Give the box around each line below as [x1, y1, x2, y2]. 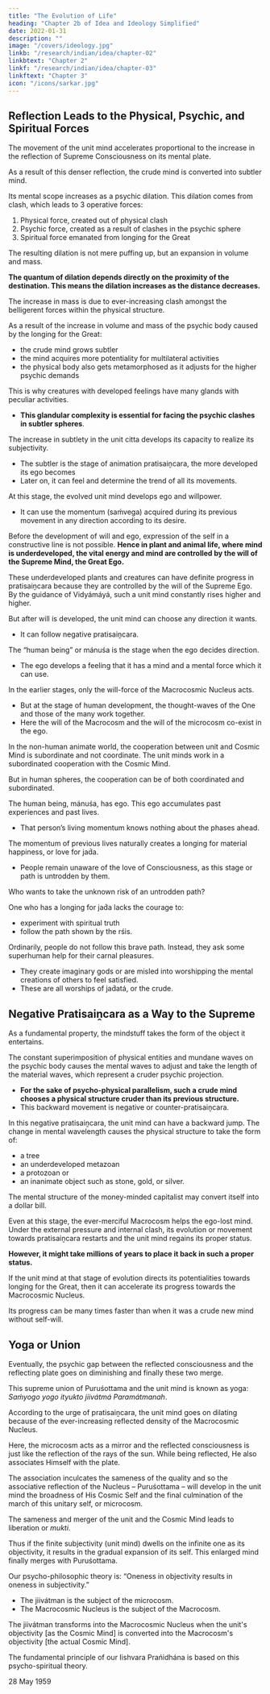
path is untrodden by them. [19, 871, 110, 881]
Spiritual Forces [8, 122, 89, 135]
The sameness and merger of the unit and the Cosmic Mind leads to [8, 1514, 235, 1524]
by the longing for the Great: [8, 330, 102, 339]
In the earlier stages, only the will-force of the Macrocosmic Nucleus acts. [8, 685, 255, 695]
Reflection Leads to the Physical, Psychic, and [8, 109, 245, 122]
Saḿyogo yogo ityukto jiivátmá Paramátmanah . [8, 1392, 168, 1401]
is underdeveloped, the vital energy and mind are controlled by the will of [8, 549, 258, 558]
